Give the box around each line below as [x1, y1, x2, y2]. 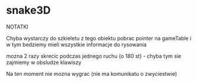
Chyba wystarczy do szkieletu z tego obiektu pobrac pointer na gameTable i [6, 34, 192, 41]
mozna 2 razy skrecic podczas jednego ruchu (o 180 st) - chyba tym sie [6, 52, 182, 59]
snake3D [6, 4, 51, 17]
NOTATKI [6, 23, 28, 30]
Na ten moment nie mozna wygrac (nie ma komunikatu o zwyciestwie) [6, 70, 177, 77]
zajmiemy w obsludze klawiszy [6, 59, 82, 66]
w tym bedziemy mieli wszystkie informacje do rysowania [6, 41, 147, 48]
